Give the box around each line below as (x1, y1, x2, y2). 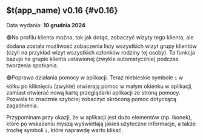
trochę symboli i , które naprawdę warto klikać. (6, 126, 123, 133)
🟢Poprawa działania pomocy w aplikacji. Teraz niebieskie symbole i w (6, 73, 184, 81)
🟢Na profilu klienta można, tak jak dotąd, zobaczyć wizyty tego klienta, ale (6, 33, 194, 41)
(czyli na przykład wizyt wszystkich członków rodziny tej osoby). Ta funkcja (6, 48, 196, 56)
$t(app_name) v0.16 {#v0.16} (6, 5, 118, 16)
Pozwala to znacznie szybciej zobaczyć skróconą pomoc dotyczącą (6, 95, 177, 102)
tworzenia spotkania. (6, 61, 59, 69)
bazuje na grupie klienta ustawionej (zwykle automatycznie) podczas (6, 55, 179, 62)
